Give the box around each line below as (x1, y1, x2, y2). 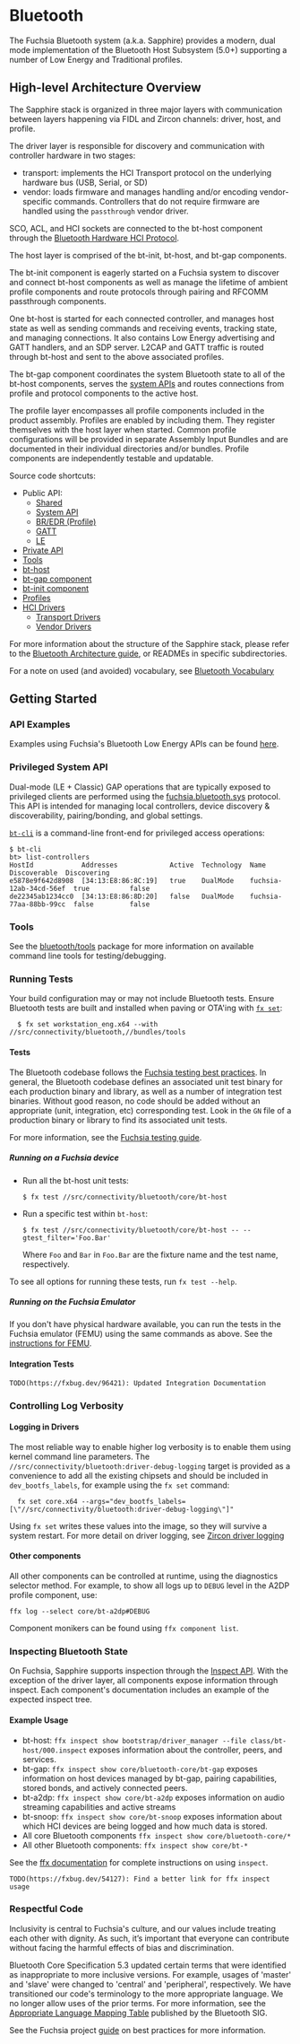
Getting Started (9, 692, 98, 707)
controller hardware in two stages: (9, 150, 136, 161)
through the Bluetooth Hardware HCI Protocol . (9, 232, 180, 243)
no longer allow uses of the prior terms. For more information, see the (9, 1997, 266, 2008)
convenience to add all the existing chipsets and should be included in (9, 1470, 269, 1481)
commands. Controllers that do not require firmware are (53, 196, 260, 206)
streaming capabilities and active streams (21, 1801, 176, 1813)
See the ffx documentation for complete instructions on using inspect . (9, 1856, 269, 1867)
